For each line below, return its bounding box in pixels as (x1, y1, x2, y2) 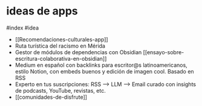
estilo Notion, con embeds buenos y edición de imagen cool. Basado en (15, 67, 195, 75)
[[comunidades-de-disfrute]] (15, 93, 88, 101)
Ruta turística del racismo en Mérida (15, 42, 106, 49)
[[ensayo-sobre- (143, 48, 184, 55)
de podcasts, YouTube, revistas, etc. (15, 87, 106, 94)
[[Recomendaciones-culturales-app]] (15, 36, 108, 43)
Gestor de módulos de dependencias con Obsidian (15, 48, 142, 55)
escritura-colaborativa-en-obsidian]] (15, 55, 107, 62)
